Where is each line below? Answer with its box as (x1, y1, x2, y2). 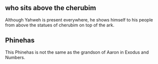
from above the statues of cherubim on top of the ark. (5, 22, 115, 28)
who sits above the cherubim (5, 4, 96, 12)
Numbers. (5, 54, 26, 60)
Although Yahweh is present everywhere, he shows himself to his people (5, 17, 153, 22)
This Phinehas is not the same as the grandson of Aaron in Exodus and (5, 49, 149, 55)
